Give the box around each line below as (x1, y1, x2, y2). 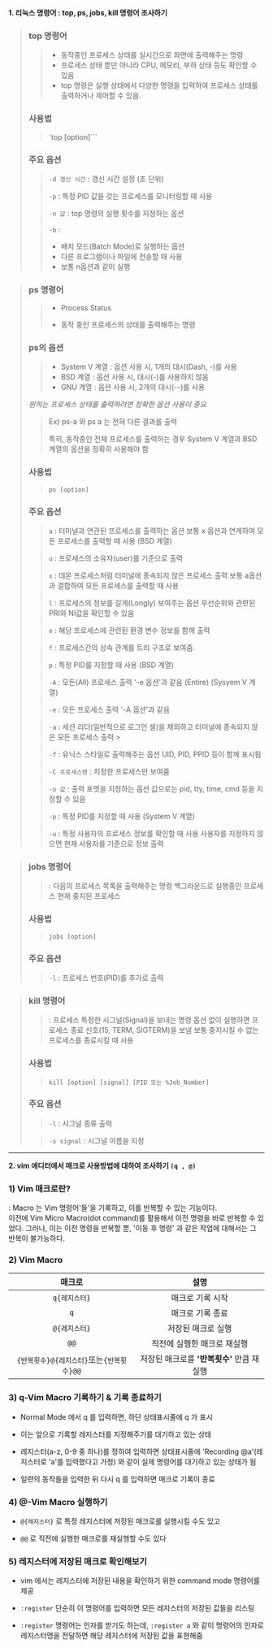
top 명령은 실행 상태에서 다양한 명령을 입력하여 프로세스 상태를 (60, 80, 258, 90)
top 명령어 (28, 30, 67, 41)
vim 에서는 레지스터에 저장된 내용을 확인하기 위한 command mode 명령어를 (19, 1576, 260, 1585)
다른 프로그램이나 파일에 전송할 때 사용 (60, 251, 183, 261)
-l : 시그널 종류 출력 (48, 1118, 112, 1128)
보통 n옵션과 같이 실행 (60, 262, 131, 271)
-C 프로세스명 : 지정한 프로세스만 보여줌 (48, 767, 171, 777)
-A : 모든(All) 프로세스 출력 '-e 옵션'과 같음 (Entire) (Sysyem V (48, 678, 248, 687)
